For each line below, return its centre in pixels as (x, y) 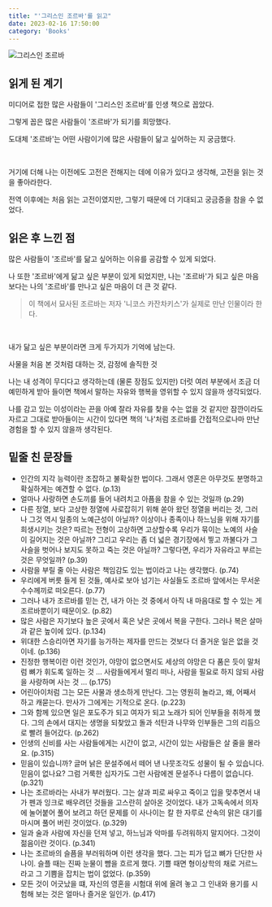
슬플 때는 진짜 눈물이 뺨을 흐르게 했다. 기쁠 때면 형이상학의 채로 (137, 863)
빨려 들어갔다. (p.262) (64, 732)
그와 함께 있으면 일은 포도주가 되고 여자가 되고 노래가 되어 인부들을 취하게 (136, 712)
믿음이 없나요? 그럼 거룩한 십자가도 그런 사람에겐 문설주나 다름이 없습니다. (137, 773)
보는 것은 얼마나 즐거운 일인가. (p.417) (95, 894)
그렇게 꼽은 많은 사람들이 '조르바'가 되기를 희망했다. (90, 122)
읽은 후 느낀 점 (42, 238)
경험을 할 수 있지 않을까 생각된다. (60, 429)
